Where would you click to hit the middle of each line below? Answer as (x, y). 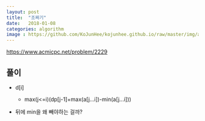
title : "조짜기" (27, 18)
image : (16, 35)
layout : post (23, 12)
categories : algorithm (35, 29)
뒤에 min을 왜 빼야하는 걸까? (49, 112)
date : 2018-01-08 (31, 23)
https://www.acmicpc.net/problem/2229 (57, 52)
